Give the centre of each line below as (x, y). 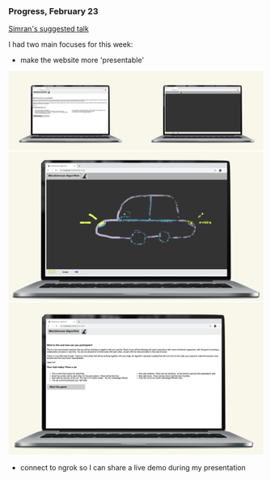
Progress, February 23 (53, 11)
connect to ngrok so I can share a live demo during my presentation (133, 467)
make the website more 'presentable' (82, 60)
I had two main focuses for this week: (71, 44)
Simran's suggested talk (49, 29)
